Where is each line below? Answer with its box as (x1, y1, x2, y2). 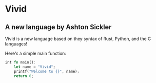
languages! (5, 41, 28, 47)
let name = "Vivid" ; (14, 64, 56, 69)
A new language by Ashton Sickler (5, 23, 112, 31)
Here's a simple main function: (5, 50, 67, 56)
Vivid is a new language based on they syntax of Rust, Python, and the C (5, 36, 151, 41)
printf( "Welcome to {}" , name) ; (14, 69, 79, 74)
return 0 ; (14, 73, 34, 79)
